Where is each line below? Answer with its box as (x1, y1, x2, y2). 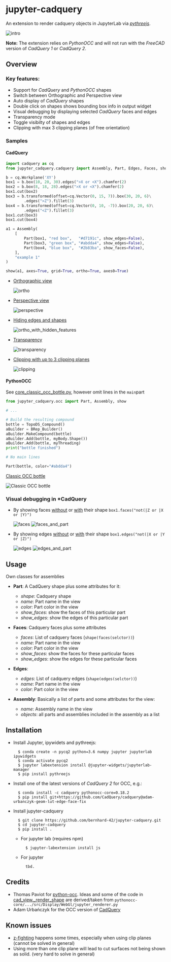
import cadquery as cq (6, 161, 54, 166)
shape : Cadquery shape (20, 593, 72, 599)
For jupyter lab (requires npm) (20, 835, 83, 841)
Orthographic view (13, 278, 52, 284)
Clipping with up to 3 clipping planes (13, 357, 90, 363)
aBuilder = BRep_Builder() (6, 426, 63, 432)
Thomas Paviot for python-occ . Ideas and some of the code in (13, 891, 144, 897)
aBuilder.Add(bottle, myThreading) (6, 441, 81, 446)
